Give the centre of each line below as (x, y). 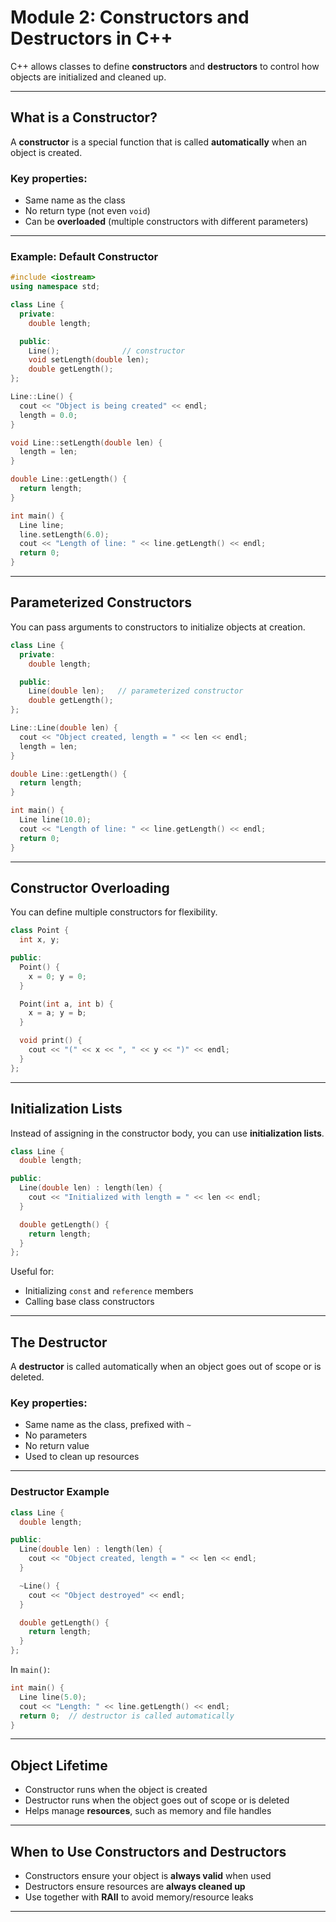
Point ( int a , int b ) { (66, 1004)
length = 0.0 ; (48, 415)
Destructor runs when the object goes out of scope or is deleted (157, 1800)
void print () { (51, 1041)
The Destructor (59, 1342)
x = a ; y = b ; (57, 1013)
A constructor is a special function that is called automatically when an (159, 142)
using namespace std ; (55, 287)
